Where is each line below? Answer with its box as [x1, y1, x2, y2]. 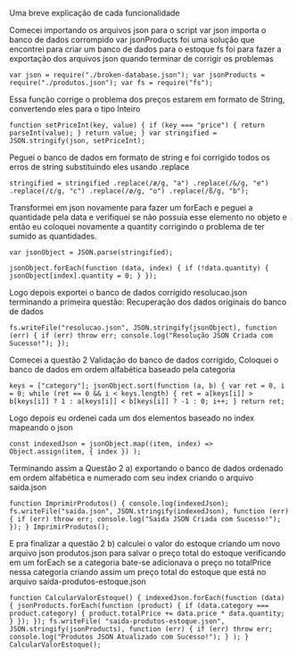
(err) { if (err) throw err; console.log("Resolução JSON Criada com [9, 331, 274, 340]
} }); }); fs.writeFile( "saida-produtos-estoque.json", [9, 617, 226, 626]
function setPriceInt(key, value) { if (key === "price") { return [9, 121, 266, 129]
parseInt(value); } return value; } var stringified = [9, 129, 218, 137]
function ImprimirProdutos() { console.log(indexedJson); [9, 499, 229, 508]
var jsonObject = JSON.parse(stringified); [9, 248, 174, 257]
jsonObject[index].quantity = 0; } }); [9, 271, 158, 280]
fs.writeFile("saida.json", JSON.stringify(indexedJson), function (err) [9, 507, 290, 516]
